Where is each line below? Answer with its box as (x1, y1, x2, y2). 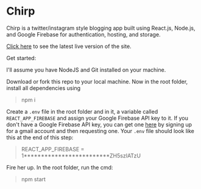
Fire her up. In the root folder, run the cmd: (6, 163, 113, 171)
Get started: (6, 54, 37, 61)
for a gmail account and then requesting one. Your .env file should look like (6, 127, 195, 134)
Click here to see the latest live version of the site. (6, 43, 132, 50)
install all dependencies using (6, 84, 81, 92)
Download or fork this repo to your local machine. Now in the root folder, (6, 78, 188, 85)
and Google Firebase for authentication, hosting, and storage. (6, 30, 161, 38)
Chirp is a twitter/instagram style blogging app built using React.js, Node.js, (6, 24, 196, 32)
